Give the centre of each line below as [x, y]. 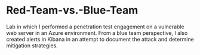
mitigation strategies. [32, 46]
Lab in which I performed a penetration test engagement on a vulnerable [95, 27]
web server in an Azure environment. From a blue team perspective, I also [97, 33]
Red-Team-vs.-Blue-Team [72, 10]
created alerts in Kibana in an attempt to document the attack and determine [100, 39]
